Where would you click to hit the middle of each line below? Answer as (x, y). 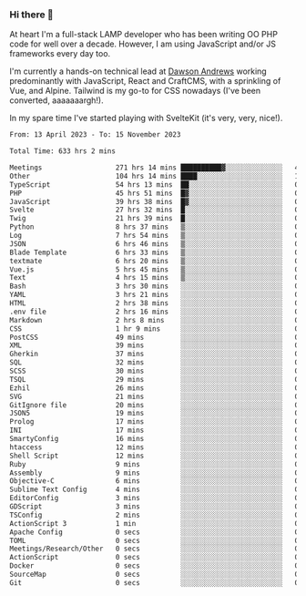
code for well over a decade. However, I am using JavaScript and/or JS (143, 44)
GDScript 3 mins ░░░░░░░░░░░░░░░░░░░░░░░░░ (146, 507)
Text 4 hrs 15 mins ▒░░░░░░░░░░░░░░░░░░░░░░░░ (146, 278)
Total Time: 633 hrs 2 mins (63, 151)
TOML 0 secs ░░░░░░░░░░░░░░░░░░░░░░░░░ (146, 540)
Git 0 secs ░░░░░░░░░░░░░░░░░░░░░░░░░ (146, 582)
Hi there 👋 (32, 15)
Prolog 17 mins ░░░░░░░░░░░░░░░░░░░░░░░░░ (146, 422)
